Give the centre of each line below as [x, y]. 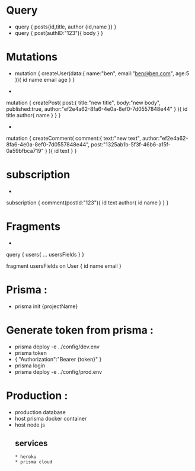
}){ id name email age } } [45, 79]
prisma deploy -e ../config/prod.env [58, 371]
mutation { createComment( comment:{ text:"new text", [73, 138]
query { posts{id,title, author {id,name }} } [65, 27]
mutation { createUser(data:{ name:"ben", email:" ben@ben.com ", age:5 [102, 73]
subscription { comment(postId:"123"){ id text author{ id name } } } [87, 203]
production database [40, 412]
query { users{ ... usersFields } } [45, 254]
